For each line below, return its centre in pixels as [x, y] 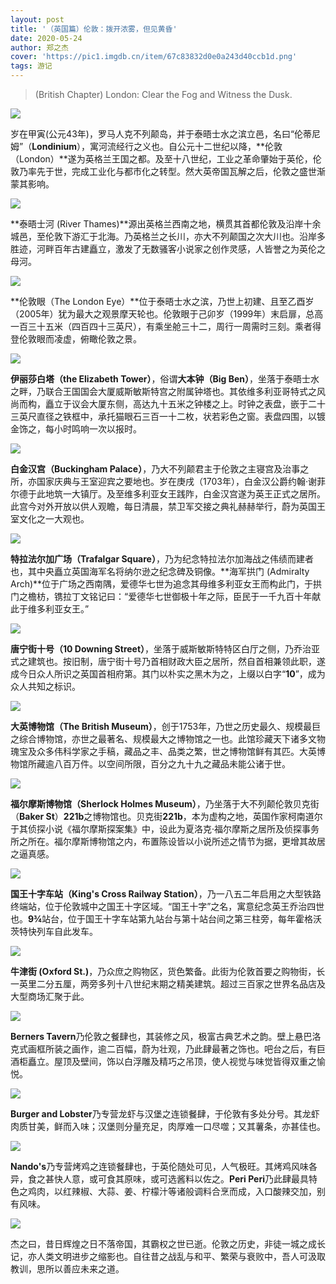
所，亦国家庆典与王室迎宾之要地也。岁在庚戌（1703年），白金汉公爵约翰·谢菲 [168, 481]
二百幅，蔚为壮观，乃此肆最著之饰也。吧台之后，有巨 [216, 1049]
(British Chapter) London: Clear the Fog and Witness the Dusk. [163, 94]
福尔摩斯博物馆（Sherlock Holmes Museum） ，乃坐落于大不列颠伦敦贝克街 [165, 804]
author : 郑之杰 [39, 47]
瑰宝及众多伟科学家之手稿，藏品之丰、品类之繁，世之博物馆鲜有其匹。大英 [163, 751]
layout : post [37, 19]
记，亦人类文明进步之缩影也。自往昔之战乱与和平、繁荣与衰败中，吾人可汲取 [168, 1256]
